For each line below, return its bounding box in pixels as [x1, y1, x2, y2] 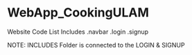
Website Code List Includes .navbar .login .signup [7, 27, 149, 36]
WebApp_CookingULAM [7, 5, 149, 21]
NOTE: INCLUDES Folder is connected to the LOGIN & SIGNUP [7, 41, 185, 49]
